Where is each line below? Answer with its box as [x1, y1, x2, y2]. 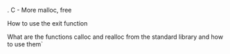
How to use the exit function [7, 19, 88, 27]
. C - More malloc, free [7, 6, 72, 14]
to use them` [7, 40, 44, 48]
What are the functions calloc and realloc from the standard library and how [7, 33, 224, 41]
